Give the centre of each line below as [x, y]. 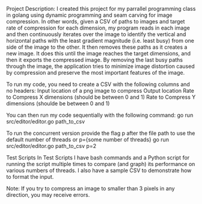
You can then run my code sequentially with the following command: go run [100, 115]
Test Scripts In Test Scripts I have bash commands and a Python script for [98, 158]
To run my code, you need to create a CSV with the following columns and [98, 84]
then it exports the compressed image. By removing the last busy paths [95, 60]
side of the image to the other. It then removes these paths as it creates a [97, 47]
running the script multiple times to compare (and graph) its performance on [101, 164]
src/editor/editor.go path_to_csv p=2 [51, 146]
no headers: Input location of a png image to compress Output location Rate [100, 91]
